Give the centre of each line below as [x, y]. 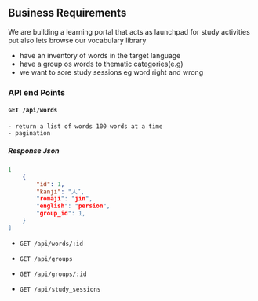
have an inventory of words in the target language [100, 55]
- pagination [29, 133]
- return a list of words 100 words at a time [85, 126]
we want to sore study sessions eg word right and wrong [111, 72]
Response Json [34, 150]
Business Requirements [67, 13]
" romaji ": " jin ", [64, 199]
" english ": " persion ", [73, 206]
